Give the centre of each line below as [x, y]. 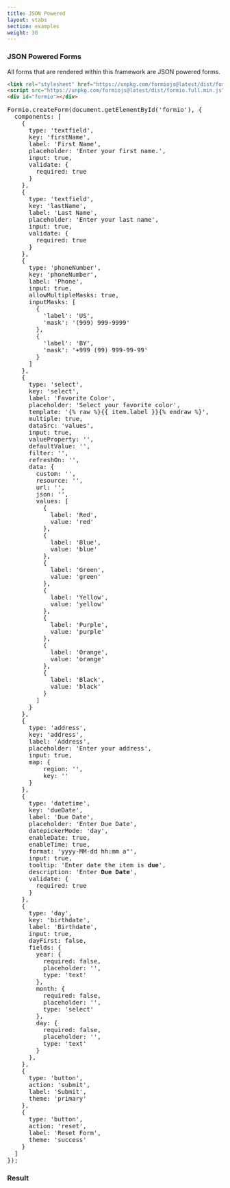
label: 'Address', [59, 742]
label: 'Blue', [76, 542]
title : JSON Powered [37, 13]
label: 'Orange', [79, 652]
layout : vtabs [27, 20]
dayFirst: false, [57, 941]
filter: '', [49, 453]
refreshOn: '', [54, 460]
